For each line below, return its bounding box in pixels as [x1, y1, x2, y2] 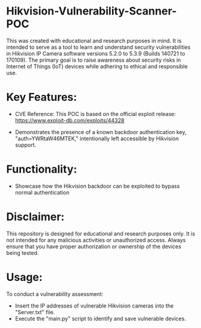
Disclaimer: [6, 210, 65, 223]
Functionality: [6, 162, 77, 176]
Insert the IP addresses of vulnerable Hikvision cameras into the [14, 302, 174, 309]
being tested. [6, 249, 39, 256]
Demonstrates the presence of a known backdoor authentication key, [14, 128, 187, 135]
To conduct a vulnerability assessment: [6, 290, 104, 297]
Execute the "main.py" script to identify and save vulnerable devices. [14, 315, 187, 322]
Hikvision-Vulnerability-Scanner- [6, 4, 177, 18]
